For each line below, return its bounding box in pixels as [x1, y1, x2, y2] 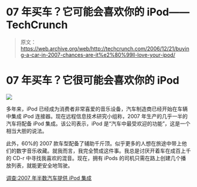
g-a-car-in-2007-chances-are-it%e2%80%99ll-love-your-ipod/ [20, 51, 176, 58]
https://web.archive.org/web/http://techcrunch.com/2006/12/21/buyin [20, 45, 189, 52]
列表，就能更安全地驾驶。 [11, 162, 73, 169]
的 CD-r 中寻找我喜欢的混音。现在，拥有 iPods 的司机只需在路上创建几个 [6, 154, 181, 162]
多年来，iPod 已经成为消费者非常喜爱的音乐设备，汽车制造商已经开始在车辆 [6, 105, 188, 112]
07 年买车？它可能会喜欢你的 [6, 5, 145, 19]
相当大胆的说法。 [6, 127, 47, 134]
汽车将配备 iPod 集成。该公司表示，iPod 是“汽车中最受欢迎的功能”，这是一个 [6, 120, 191, 127]
